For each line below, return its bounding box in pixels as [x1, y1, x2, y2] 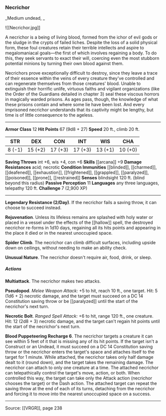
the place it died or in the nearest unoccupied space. [5, 230, 113, 236]
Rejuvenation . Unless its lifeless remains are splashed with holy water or [5, 214, 153, 220]
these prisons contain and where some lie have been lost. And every [5, 102, 145, 108]
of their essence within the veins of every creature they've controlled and [5, 76, 155, 82]
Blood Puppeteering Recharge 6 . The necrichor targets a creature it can [5, 333, 153, 339]
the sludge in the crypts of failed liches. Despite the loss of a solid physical [5, 40, 158, 45]
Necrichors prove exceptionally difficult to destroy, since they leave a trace [5, 70, 158, 76]
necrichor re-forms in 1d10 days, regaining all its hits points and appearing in [5, 225, 161, 231]
